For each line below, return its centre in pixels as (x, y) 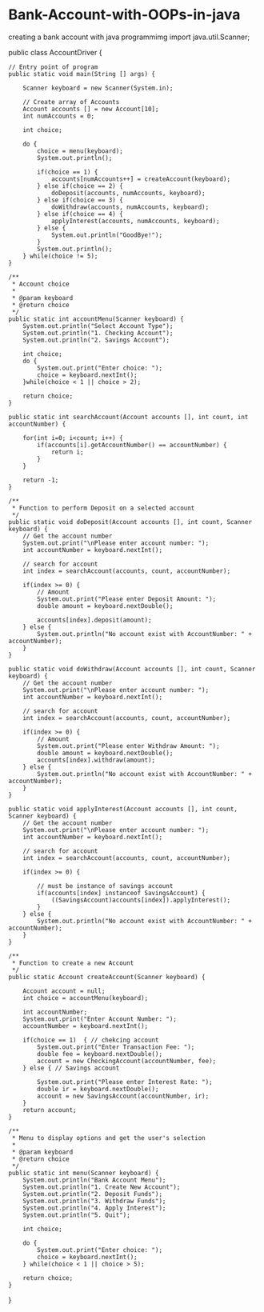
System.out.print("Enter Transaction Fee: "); (116, 1047)
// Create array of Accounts (71, 102)
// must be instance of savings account (105, 886)
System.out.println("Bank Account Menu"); (94, 1180)
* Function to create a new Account (73, 963)
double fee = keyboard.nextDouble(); (100, 1054)
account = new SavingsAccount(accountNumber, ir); (123, 1096)
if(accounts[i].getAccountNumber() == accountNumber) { (132, 445)
